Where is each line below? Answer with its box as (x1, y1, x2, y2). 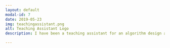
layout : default (5, 7, 39, 13)
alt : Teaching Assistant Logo (5, 26, 69, 31)
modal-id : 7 (5, 12, 30, 17)
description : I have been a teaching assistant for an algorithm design (5, 31, 162, 36)
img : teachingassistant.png (5, 21, 65, 27)
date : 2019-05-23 (5, 17, 42, 22)
